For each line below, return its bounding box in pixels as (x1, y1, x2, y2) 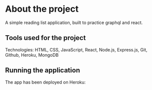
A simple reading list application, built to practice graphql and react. (5, 20, 143, 25)
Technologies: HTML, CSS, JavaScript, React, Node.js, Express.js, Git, (5, 46, 148, 52)
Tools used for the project (5, 34, 86, 42)
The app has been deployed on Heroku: (5, 79, 86, 85)
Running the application (5, 66, 80, 74)
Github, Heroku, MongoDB (5, 52, 59, 58)
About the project (5, 3, 79, 15)
